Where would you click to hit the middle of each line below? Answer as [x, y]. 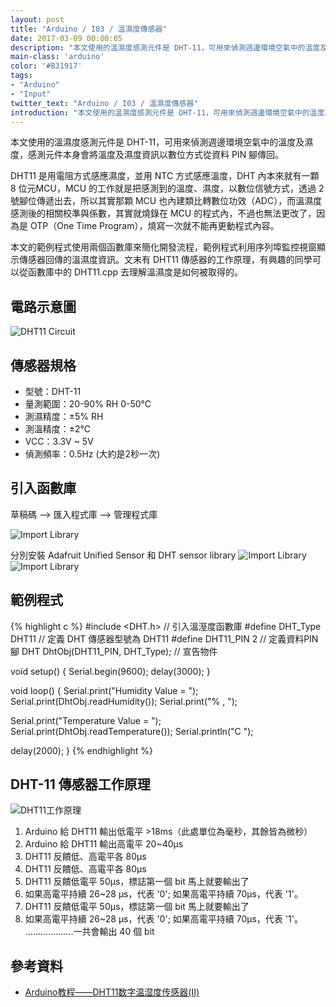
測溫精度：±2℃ [58, 429]
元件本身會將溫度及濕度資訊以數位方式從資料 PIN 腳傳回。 [164, 155]
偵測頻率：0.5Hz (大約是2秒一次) [92, 454]
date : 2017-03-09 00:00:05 [66, 38]
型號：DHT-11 [53, 391]
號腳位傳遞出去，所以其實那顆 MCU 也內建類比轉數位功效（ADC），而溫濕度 [166, 201]
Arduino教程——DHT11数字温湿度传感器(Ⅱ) [112, 992]
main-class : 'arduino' [57, 57]
